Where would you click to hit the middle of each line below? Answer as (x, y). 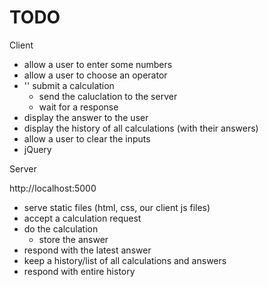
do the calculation (61, 228)
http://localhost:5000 (53, 188)
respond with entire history (79, 271)
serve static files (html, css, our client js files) (117, 207)
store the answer (73, 239)
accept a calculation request (82, 218)
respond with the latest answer (87, 250)
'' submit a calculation (69, 85)
